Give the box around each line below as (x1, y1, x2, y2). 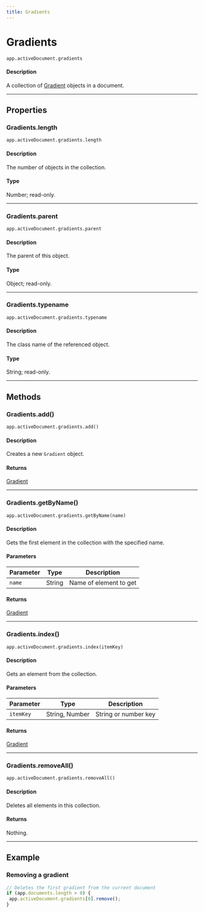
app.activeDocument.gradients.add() (6, 424, 99, 430)
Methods (6, 391, 41, 402)
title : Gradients (6, 9, 50, 15)
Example (6, 853, 40, 863)
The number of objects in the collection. (6, 163, 106, 171)
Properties (6, 105, 47, 116)
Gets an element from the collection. (6, 670, 98, 677)
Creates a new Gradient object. (6, 450, 85, 458)
